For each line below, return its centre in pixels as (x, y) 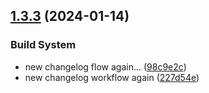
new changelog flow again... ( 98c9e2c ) (105, 66)
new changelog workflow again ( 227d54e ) (112, 77)
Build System (43, 45)
